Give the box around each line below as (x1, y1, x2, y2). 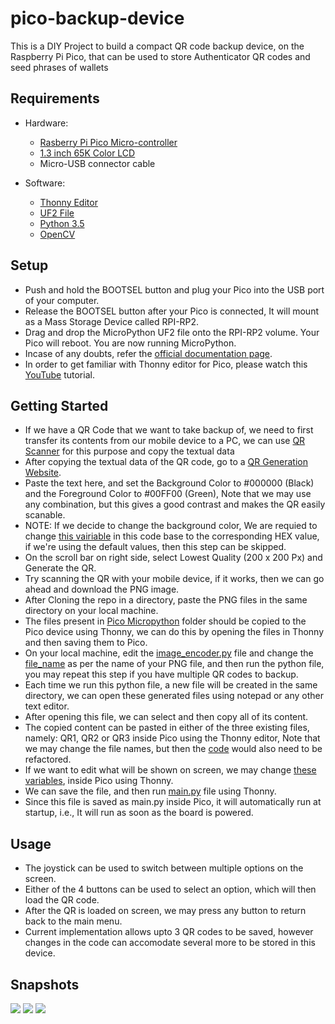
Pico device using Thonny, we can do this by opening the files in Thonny (24, 626, 325, 638)
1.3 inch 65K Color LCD (39, 147, 136, 159)
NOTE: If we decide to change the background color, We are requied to (24, 520, 318, 532)
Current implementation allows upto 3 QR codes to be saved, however (24, 926, 314, 938)
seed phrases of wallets (10, 61, 109, 73)
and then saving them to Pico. (24, 637, 148, 649)
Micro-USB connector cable (39, 157, 156, 169)
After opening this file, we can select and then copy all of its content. (24, 711, 309, 723)
